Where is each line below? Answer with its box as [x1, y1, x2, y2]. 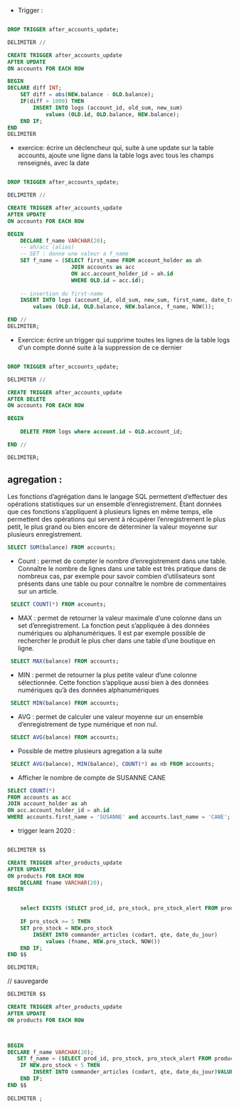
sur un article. [17, 587, 59, 596]
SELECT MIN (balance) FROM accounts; [10, 700, 119, 707]
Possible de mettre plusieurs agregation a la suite [17, 747, 163, 755]
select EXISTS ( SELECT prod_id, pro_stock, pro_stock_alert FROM [20, 905, 218, 912]
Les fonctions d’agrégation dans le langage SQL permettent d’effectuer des [7, 493, 228, 501]
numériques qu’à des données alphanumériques [17, 686, 159, 695]
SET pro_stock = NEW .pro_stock [20, 925, 113, 932]
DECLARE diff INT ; [7, 85, 62, 92]
